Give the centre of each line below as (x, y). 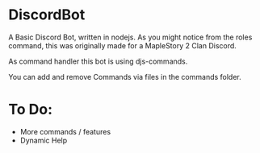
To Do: (31, 110)
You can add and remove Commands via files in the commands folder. (125, 76)
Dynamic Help (44, 140)
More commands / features (65, 131)
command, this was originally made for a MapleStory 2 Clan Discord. (122, 45)
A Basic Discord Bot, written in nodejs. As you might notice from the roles (130, 37)
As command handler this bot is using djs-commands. (98, 61)
